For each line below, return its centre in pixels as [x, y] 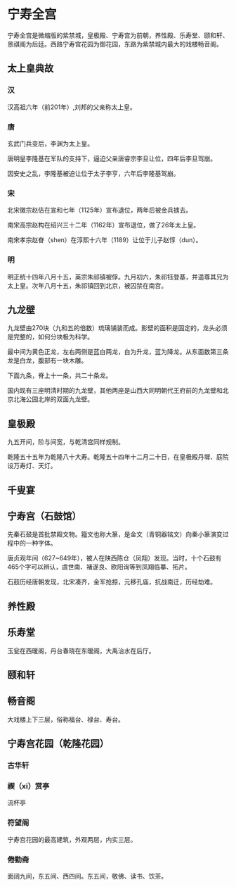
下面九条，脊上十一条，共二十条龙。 [60, 376]
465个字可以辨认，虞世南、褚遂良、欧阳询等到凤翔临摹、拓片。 [99, 567]
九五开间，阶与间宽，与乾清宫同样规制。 [66, 442]
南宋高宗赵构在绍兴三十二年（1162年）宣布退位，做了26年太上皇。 [104, 225]
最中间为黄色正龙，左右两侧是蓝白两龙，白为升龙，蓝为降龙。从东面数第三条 [118, 352]
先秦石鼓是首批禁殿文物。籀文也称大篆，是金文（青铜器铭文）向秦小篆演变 [115, 534]
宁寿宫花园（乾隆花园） [58, 744]
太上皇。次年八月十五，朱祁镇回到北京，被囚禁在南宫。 [87, 285]
